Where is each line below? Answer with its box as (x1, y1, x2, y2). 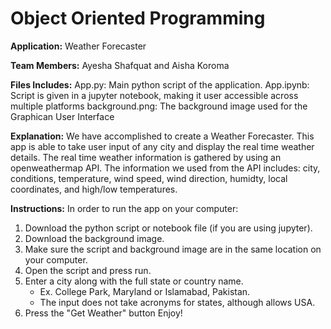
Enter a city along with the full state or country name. (24, 275, 244, 287)
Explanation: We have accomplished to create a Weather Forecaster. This (10, 130, 315, 142)
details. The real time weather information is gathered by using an (10, 151, 282, 163)
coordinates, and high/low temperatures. (10, 183, 178, 195)
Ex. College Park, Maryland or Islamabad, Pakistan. (39, 285, 251, 297)
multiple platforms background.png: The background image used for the (10, 100, 308, 112)
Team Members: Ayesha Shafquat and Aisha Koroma (10, 59, 230, 71)
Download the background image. (24, 232, 165, 244)
